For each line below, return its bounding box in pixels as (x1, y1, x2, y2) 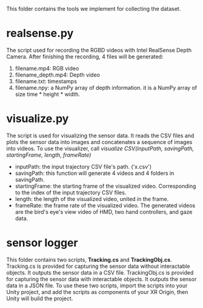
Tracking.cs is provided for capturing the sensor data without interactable (6, 262, 190, 270)
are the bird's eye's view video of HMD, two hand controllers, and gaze (15, 208, 193, 215)
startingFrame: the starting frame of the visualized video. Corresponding (15, 182, 196, 190)
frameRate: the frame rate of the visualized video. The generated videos (15, 202, 196, 209)
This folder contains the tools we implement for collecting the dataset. (6, 5, 181, 12)
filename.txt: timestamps (15, 77, 78, 84)
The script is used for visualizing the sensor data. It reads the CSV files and (6, 132, 195, 139)
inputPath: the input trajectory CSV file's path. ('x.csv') (15, 163, 152, 170)
